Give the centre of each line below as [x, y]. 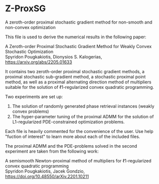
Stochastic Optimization [29, 52]
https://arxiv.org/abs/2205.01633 [39, 62]
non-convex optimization [30, 27]
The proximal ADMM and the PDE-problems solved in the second [71, 146]
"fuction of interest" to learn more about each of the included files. [73, 136]
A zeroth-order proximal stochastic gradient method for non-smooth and [79, 22]
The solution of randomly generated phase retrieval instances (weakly [83, 106]
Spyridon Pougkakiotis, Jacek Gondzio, [45, 171]
